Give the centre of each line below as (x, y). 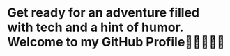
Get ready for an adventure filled (103, 13)
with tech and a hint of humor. (95, 27)
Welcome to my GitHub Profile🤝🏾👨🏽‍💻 (116, 42)
